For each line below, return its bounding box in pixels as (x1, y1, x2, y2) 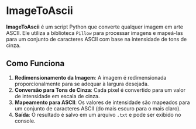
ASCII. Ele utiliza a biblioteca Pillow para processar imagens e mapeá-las (6, 29, 183, 36)
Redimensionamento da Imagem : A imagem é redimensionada (14, 74, 167, 81)
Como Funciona (6, 59, 65, 69)
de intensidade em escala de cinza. (14, 92, 100, 99)
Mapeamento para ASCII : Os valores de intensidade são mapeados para (14, 99, 190, 106)
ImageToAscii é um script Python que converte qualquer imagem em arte (6, 23, 183, 30)
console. (14, 117, 36, 124)
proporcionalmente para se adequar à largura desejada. (14, 80, 149, 87)
